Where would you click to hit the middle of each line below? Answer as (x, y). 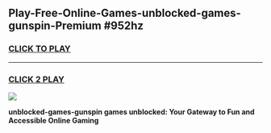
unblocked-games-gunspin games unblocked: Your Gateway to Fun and (132, 111)
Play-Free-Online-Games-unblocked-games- (125, 13)
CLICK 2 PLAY (36, 79)
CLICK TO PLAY (40, 49)
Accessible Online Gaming (54, 120)
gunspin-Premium (55, 26)
